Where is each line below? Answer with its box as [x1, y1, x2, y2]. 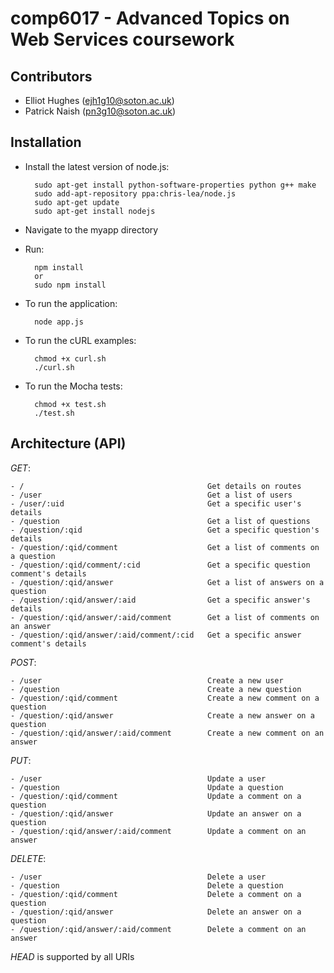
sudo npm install [34, 280, 107, 290]
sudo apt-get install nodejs [34, 206, 156, 216]
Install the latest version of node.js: [24, 160, 170, 172]
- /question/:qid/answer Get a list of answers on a [10, 577, 325, 587]
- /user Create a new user [10, 675, 284, 686]
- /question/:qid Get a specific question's [10, 525, 320, 535]
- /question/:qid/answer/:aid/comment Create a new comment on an [10, 728, 325, 738]
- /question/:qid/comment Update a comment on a [10, 791, 302, 801]
